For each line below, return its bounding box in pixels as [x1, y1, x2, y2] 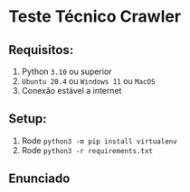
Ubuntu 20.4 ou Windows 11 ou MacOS [21, 76, 156, 87]
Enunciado [8, 171, 71, 187]
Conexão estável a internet [21, 86, 122, 96]
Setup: [8, 111, 47, 127]
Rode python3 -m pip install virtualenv [21, 135, 177, 146]
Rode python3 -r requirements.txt [21, 144, 153, 155]
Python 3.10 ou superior [21, 66, 112, 77]
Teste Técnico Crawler [8, 6, 182, 27]
